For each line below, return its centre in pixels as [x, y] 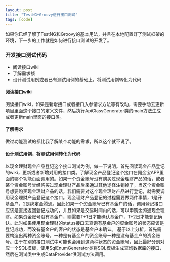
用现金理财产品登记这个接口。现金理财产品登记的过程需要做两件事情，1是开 [84, 198]
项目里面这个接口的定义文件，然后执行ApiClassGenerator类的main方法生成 [83, 110]
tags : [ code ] [19, 19]
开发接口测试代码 [26, 55]
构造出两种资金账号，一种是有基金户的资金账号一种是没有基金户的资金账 [85, 236]
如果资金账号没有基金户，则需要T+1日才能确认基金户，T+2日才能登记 [86, 217]
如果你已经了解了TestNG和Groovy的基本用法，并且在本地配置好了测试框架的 [85, 34]
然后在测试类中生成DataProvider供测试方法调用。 [56, 254]
